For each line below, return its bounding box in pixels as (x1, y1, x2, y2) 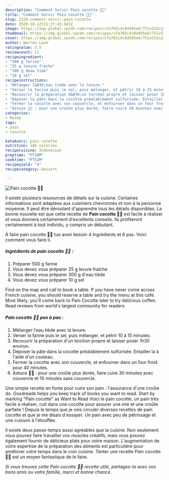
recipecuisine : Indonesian (5, 148, 62, 153)
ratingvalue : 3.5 (5, 45, 42, 50)
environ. (12, 343, 30, 349)
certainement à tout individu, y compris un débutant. (5, 222, 114, 228)
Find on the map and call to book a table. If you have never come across (5, 287, 155, 293)
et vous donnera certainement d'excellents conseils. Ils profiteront (5, 216, 142, 222)
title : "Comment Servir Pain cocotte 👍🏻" (5, 12, 94, 17)
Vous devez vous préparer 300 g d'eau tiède (12, 272, 106, 278)
